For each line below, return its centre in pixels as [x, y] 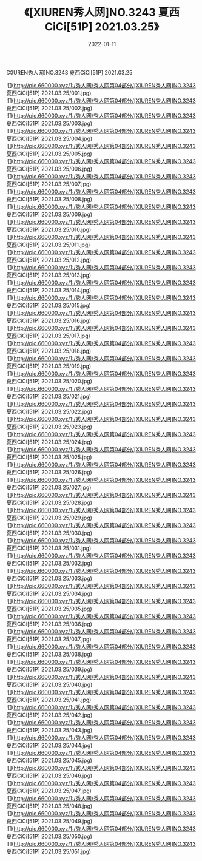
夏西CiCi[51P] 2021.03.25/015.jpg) [49, 305]
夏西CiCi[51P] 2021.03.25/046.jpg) [49, 775]
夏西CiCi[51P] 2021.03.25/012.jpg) [49, 260]
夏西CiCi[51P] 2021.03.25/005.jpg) [49, 154]
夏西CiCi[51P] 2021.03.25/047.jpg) [49, 791]
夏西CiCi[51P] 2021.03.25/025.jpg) [49, 457]
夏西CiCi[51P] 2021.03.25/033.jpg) [49, 578]
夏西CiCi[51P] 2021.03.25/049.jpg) [49, 821]
